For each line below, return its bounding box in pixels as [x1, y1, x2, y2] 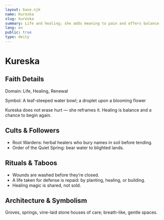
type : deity [5, 35, 29, 40]
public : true [5, 30, 32, 35]
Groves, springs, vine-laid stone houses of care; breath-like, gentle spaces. [5, 209, 158, 216]
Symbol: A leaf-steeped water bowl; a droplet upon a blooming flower [5, 98, 146, 103]
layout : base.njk [5, 7, 41, 12]
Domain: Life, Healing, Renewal [5, 88, 68, 94]
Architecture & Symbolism [5, 196, 87, 205]
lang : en [5, 25, 23, 30]
